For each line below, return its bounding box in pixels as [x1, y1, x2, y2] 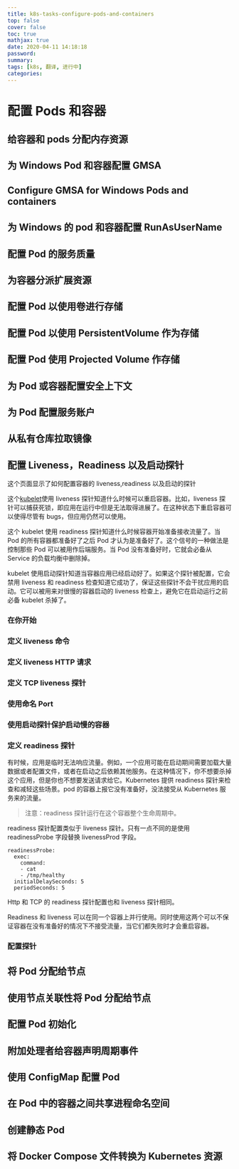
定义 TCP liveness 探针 [7, 677, 87, 687]
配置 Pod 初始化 [7, 1018, 77, 1030]
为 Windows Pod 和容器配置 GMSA [7, 159, 161, 171]
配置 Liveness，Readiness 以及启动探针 [7, 459, 184, 471]
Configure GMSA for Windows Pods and [7, 184, 189, 196]
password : [7, 51, 37, 58]
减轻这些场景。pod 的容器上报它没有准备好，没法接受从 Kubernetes [19, 785, 218, 793]
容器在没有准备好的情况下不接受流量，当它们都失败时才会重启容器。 [13, 922, 213, 931]
